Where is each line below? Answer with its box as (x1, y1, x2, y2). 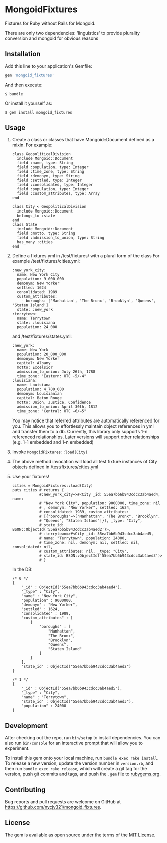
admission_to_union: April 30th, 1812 (17, 404, 98, 409)
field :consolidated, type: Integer (17, 182, 93, 187)
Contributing (5, 785, 46, 794)
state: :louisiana (17, 320, 55, 325)
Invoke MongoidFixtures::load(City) (12, 449, 88, 455)
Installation (5, 50, 41, 58)
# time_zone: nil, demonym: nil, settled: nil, (39, 540, 140, 545)
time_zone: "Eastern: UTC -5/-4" (17, 374, 87, 379)
